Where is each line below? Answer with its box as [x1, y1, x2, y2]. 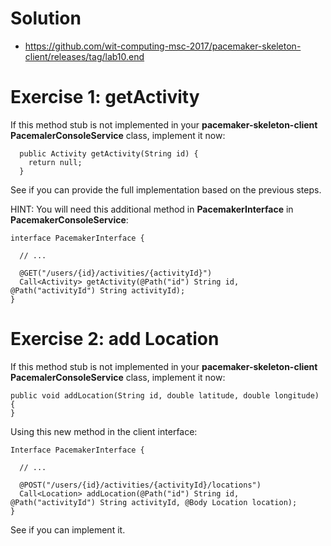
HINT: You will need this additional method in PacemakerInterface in [10, 203, 294, 215]
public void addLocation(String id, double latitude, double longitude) [10, 390, 320, 401]
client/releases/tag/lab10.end [24, 50, 145, 62]
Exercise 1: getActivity [10, 86, 200, 109]
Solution [10, 7, 82, 30]
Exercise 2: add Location [10, 328, 220, 351]
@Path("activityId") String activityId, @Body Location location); [10, 497, 298, 507]
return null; [28, 157, 83, 167]
